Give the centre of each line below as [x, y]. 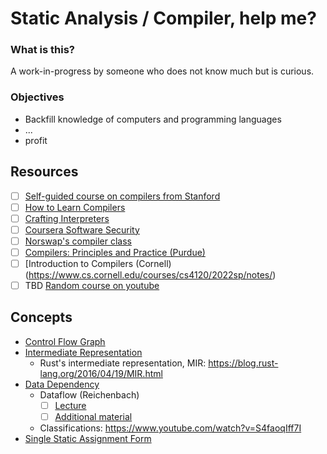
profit [36, 140]
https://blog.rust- [243, 363]
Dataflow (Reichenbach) [89, 394]
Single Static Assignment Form [88, 439]
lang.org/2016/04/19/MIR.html [101, 373]
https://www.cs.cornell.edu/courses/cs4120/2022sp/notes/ [150, 275]
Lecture [70, 405]
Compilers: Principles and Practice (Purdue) [115, 252]
